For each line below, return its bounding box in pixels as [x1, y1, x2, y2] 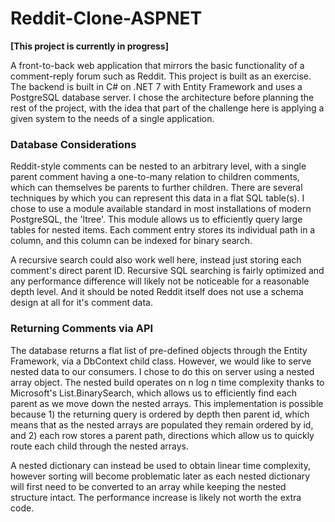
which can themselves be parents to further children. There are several [10, 182, 303, 194]
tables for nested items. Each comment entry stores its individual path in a [10, 224, 316, 236]
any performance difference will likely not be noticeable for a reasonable [10, 275, 310, 287]
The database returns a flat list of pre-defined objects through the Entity [10, 344, 308, 356]
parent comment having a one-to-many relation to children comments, [10, 171, 300, 183]
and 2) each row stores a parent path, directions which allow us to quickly [10, 429, 315, 441]
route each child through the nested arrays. [10, 440, 190, 452]
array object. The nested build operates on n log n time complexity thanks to [10, 376, 325, 388]
